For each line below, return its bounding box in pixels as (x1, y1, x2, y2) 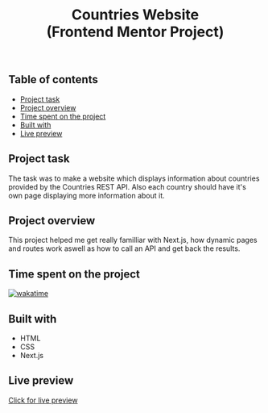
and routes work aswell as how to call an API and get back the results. (8, 244, 241, 253)
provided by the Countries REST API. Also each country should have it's (8, 181, 247, 191)
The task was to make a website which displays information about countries (8, 173, 260, 183)
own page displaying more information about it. (8, 190, 165, 200)
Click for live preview (8, 395, 78, 405)
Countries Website (71, 6, 200, 24)
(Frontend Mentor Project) (46, 23, 225, 41)
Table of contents (8, 73, 98, 86)
